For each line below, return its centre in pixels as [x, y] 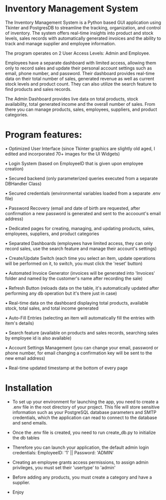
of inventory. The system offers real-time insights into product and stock [79, 33]
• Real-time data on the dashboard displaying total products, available [77, 303]
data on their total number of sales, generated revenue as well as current [80, 79]
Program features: [44, 135]
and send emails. [30, 422]
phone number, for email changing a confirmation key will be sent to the [79, 353]
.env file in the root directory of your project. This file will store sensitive [86, 407]
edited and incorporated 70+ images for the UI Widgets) [63, 154]
